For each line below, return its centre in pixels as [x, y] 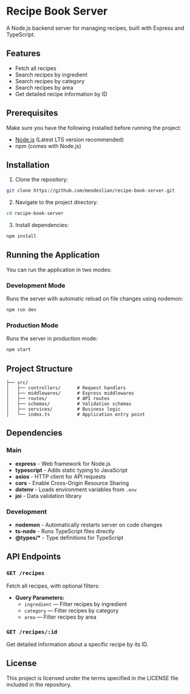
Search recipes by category [50, 81]
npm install [21, 236]
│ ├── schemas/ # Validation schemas [69, 404]
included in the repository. [39, 684]
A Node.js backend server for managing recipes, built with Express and [95, 28]
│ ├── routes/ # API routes [58, 398]
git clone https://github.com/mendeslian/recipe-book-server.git [90, 191]
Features [23, 54]
